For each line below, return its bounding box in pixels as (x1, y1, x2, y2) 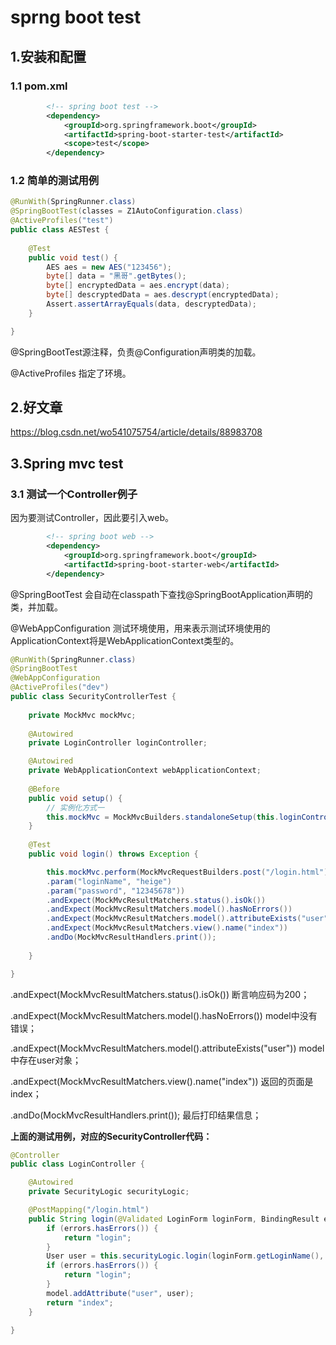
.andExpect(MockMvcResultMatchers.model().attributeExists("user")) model (10, 1042, 325, 1054)
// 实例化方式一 (46, 802, 105, 813)
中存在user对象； (10, 1054, 82, 1066)
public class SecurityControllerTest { (10, 692, 177, 702)
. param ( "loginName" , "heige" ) (46, 876, 172, 886)
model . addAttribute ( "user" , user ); (46, 1288, 195, 1298)
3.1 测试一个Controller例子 (10, 487, 138, 501)
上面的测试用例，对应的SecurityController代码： (10, 1130, 213, 1142)
